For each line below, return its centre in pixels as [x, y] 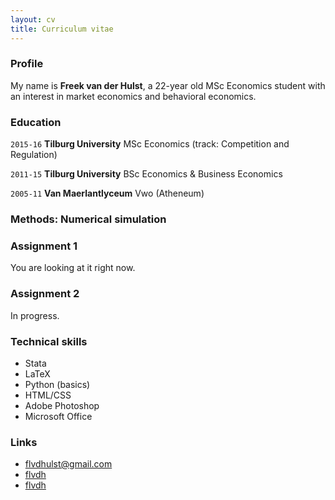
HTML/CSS [48, 395]
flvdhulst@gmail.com [68, 464]
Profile [27, 64]
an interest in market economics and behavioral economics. [133, 96]
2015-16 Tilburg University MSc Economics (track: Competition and [150, 144]
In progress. [35, 315]
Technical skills [49, 341]
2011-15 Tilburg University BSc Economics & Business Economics [146, 174]
